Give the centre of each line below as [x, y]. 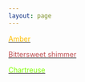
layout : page [30, 16]
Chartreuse [27, 70]
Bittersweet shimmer [42, 54]
